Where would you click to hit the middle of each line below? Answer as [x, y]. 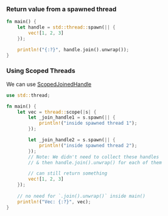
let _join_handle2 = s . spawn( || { [72, 140]
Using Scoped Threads [41, 71]
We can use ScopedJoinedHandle [49, 84]
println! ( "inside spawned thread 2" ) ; [88, 145]
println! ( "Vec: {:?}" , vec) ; [54, 202]
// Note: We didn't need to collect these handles [94, 157]
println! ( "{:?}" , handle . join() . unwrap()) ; [73, 50]
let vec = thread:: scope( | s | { [57, 112]
